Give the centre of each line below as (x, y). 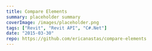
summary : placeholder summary (43, 17)
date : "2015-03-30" (30, 33)
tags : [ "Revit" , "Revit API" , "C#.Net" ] (57, 28)
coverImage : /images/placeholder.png (53, 22)
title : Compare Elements (37, 11)
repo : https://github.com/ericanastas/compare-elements (76, 39)
